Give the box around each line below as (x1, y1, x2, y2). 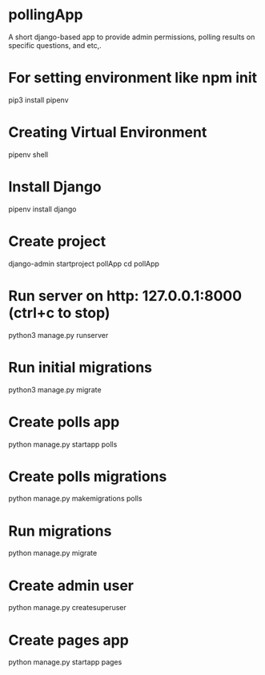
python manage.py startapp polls (8, 439, 118, 449)
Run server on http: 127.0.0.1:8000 (8, 287, 243, 305)
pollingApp (8, 6, 83, 24)
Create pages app (8, 631, 130, 649)
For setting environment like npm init (8, 69, 258, 87)
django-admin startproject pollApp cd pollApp (8, 259, 160, 268)
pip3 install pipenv (8, 94, 70, 105)
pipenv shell (8, 150, 49, 159)
